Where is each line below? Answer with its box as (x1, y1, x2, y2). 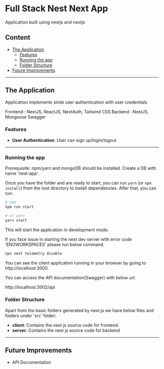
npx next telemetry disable (5, 251, 62, 256)
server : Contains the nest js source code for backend (12, 327, 121, 333)
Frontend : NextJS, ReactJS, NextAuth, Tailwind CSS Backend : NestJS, (5, 108, 149, 114)
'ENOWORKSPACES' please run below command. (5, 241, 105, 247)
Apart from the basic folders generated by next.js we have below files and (5, 307, 154, 313)
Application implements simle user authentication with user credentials (5, 99, 147, 105)
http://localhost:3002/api (5, 284, 55, 290)
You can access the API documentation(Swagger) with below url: (5, 274, 136, 280)
